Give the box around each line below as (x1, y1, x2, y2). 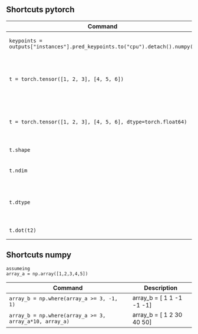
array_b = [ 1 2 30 (132, 310, 183, 319)
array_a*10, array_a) (9, 318, 70, 325)
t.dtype (9, 199, 31, 205)
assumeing (6, 266, 31, 271)
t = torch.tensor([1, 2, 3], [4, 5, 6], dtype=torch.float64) (9, 118, 187, 125)
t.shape (9, 146, 31, 153)
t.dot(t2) (9, 227, 37, 234)
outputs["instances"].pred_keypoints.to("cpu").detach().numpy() (9, 43, 196, 50)
